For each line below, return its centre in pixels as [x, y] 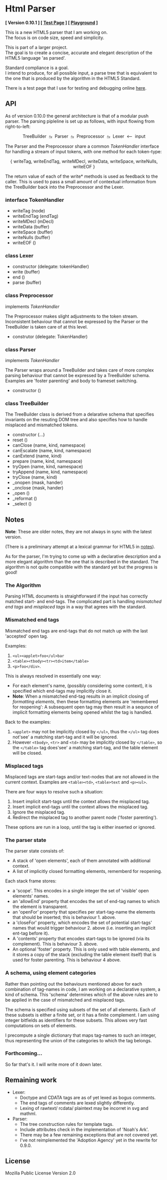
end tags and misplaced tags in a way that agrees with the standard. [76, 607]
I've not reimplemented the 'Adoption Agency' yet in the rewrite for [88, 1140]
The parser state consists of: [35, 851]
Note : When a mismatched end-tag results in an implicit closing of [80, 696]
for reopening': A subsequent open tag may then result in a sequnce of [85, 707]
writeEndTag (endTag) [35, 216]
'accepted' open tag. [27, 636]
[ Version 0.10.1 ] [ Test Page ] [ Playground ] [52, 23]
